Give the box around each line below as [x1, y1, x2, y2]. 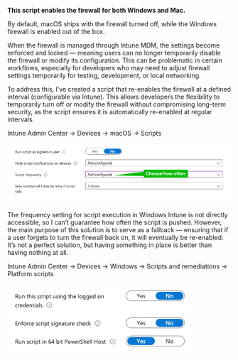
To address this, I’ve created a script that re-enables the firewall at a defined [7, 85, 232, 93]
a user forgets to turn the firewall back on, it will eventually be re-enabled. [7, 234, 224, 242]
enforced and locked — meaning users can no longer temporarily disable [7, 49, 222, 57]
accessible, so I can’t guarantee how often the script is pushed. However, [7, 218, 222, 227]
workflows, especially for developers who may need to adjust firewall [7, 64, 210, 72]
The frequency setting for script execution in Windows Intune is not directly [7, 211, 229, 219]
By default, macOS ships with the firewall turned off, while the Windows [7, 20, 217, 28]
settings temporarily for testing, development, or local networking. [7, 71, 201, 80]
